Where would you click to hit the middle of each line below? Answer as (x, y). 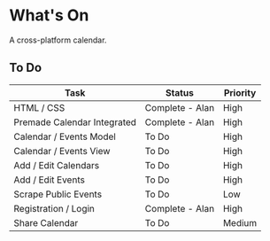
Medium (240, 222)
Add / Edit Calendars (57, 165)
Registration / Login (54, 208)
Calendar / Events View (62, 151)
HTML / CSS (39, 107)
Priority (240, 92)
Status (180, 92)
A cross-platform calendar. (58, 40)
